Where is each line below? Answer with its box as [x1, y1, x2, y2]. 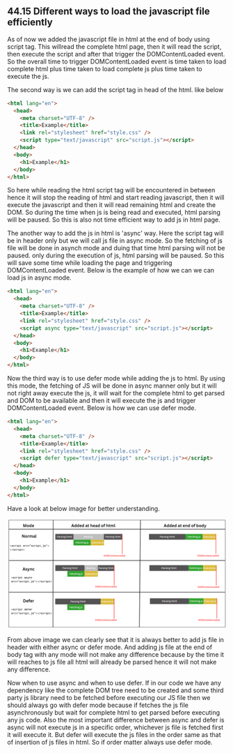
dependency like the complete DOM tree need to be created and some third [7, 686, 224, 694]
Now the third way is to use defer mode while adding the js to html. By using [7, 374, 225, 383]
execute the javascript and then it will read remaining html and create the [7, 201, 216, 209]
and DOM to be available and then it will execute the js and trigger [7, 397, 196, 405]
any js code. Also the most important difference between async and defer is [7, 715, 225, 724]
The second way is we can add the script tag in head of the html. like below [7, 85, 224, 93]
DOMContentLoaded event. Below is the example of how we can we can [7, 266, 214, 275]
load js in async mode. [7, 273, 72, 282]
